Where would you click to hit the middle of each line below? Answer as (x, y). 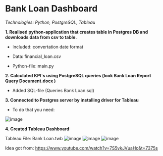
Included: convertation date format (48, 47)
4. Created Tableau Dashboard (37, 129)
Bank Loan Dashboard (51, 9)
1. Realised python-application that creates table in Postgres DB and (77, 32)
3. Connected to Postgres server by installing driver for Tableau (72, 100)
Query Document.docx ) (30, 81)
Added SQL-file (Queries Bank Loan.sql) (53, 90)
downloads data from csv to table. (41, 37)
